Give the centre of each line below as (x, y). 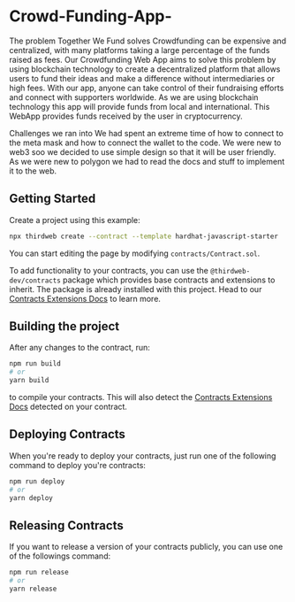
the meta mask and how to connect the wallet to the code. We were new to (145, 143)
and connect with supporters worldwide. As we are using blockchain (134, 97)
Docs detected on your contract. (68, 407)
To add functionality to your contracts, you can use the (109, 270)
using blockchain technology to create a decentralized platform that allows (145, 69)
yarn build (29, 381)
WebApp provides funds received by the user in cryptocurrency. (126, 116)
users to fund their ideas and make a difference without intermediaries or (142, 78)
